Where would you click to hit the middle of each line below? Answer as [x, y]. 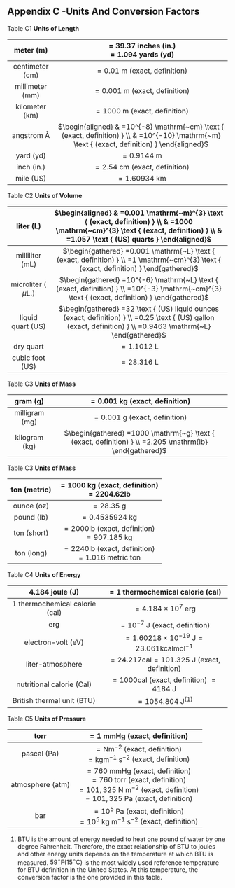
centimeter [31, 66]
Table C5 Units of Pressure [47, 719]
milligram [29, 412]
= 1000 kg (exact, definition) [109, 485]
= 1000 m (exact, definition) [142, 111]
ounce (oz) [31, 506]
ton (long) [31, 553]
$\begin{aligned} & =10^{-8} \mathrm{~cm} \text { [141, 127]
